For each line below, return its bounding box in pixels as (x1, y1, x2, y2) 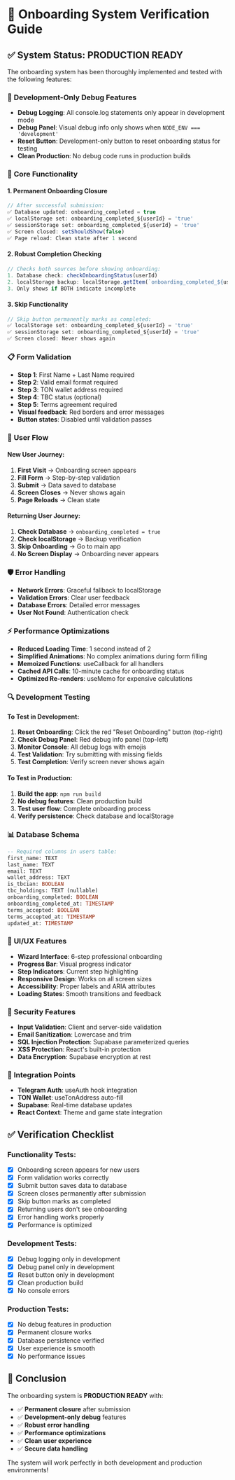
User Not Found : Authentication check (17, 609, 129, 616)
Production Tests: (7, 1304, 69, 1314)
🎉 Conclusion (7, 1373, 66, 1385)
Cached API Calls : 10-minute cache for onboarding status (17, 667, 185, 675)
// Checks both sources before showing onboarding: (7, 265, 161, 272)
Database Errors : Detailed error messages (17, 601, 141, 609)
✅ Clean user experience (17, 1436, 92, 1445)
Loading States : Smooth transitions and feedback (17, 989, 162, 997)
